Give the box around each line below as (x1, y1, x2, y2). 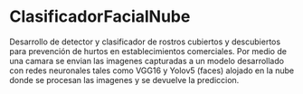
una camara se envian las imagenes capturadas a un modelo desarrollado (9, 55, 285, 66)
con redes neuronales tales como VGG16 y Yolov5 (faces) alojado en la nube (9, 65, 295, 76)
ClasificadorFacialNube (9, 6, 191, 27)
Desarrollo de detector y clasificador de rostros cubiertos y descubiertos (9, 36, 281, 47)
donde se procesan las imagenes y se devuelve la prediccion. (9, 74, 240, 85)
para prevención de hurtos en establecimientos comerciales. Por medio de (9, 45, 288, 56)
